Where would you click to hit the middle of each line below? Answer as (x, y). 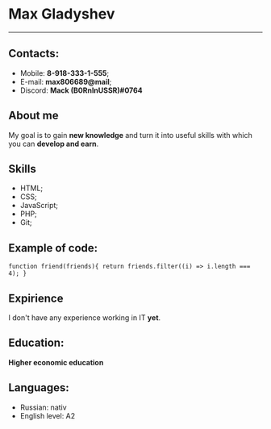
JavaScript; (39, 206)
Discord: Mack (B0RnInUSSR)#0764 (81, 90)
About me (33, 116)
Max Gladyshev (62, 14)
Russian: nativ (43, 407)
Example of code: (53, 248)
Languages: (39, 388)
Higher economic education (56, 362)
